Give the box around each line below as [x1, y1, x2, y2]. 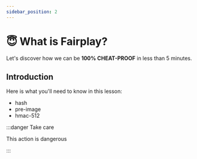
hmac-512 [14, 112, 40, 119]
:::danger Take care [6, 124, 54, 131]
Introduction [6, 71, 54, 82]
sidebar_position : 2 [6, 8, 58, 15]
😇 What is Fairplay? [6, 34, 108, 48]
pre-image [14, 106, 41, 113]
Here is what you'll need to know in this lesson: [6, 88, 123, 95]
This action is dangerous [6, 136, 67, 143]
